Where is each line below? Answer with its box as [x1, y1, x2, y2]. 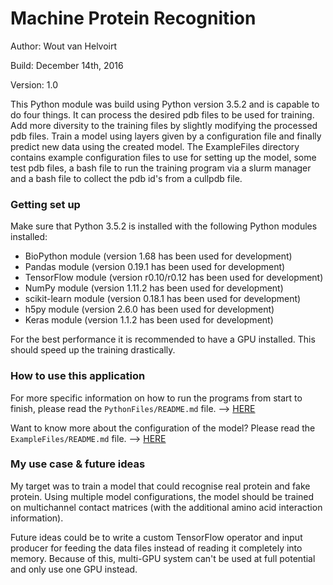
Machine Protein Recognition [10, 7, 257, 30]
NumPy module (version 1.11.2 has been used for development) [24, 282, 284, 294]
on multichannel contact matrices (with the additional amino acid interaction [10, 501, 323, 513]
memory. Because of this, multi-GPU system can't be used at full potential [10, 552, 316, 564]
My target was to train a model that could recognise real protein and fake [10, 480, 311, 492]
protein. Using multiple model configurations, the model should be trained [10, 490, 315, 502]
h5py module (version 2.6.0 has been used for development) [24, 303, 275, 316]
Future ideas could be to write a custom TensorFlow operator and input [10, 531, 303, 543]
